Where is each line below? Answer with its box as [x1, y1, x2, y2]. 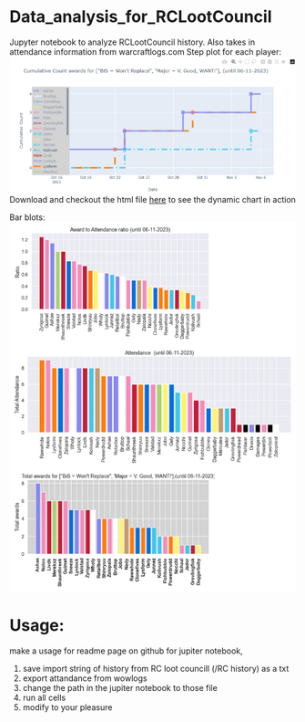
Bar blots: [9, 212, 46, 223]
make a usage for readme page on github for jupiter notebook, [9, 645, 243, 656]
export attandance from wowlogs [22, 673, 147, 684]
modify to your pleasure [22, 702, 113, 713]
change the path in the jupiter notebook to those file [22, 683, 219, 694]
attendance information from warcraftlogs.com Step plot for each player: [9, 46, 282, 57]
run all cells [22, 692, 66, 704]
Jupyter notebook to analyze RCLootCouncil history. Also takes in [9, 37, 256, 47]
